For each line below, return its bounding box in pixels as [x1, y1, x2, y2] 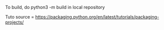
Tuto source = [5, 14, 34, 19]
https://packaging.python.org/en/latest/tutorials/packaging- [35, 14, 159, 19]
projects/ [5, 19, 24, 25]
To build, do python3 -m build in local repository [5, 4, 105, 10]
